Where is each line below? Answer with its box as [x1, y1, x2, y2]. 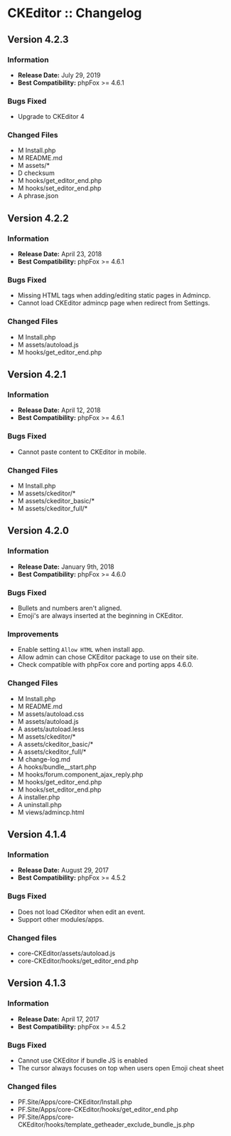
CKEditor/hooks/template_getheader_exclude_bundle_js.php [17, 1120, 195, 1129]
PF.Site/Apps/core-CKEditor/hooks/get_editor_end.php [17, 1105, 179, 1114]
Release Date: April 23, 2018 [17, 250, 102, 258]
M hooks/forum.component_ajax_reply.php [17, 770, 144, 779]
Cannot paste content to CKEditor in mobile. [17, 447, 147, 456]
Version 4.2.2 [7, 212, 69, 224]
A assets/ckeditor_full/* [17, 747, 87, 756]
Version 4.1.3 [7, 977, 66, 989]
